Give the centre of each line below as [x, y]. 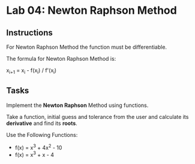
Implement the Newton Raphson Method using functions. [77, 105]
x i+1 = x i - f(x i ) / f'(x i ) [31, 71]
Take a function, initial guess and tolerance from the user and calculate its [97, 117]
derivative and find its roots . [42, 123]
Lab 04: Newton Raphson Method [91, 11]
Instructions [29, 33]
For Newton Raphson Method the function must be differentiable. [86, 47]
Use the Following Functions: [42, 135]
